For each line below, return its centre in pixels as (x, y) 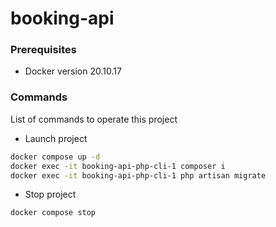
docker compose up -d (55, 157)
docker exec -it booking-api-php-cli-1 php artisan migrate (138, 175)
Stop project (50, 194)
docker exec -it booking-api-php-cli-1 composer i (118, 166)
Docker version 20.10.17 (73, 71)
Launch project (56, 138)
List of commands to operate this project (94, 119)
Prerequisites (43, 50)
